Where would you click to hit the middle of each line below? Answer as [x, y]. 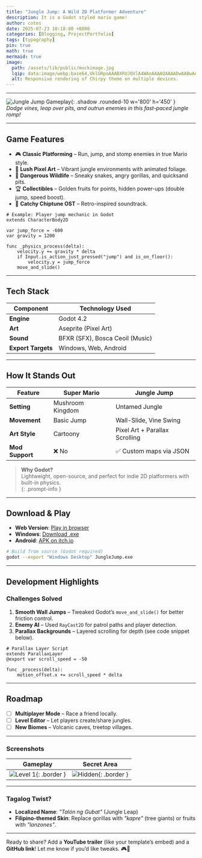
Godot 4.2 [73, 319]
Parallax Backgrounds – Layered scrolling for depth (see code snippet [102, 631]
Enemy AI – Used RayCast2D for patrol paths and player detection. [96, 624]
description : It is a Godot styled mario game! [67, 17]
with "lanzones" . [35, 825]
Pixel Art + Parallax [142, 430]
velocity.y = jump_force [59, 262]
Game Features [35, 139]
